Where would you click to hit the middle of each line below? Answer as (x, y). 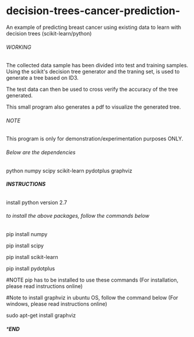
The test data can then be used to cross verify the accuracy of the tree (92, 89)
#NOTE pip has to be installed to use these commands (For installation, (92, 280)
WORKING (19, 47)
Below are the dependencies (41, 152)
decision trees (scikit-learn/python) (49, 33)
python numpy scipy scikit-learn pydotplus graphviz (69, 171)
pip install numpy (27, 234)
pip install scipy (25, 246)
